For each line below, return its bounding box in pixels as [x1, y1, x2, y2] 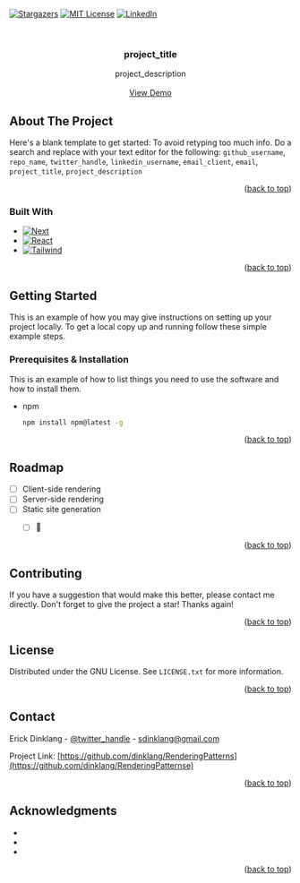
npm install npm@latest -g [21, 417, 124, 427]
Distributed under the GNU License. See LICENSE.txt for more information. [9, 666, 284, 677]
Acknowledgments [9, 803, 118, 819]
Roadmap [9, 459, 64, 475]
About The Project [9, 113, 114, 129]
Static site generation [21, 504, 101, 515]
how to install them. [9, 383, 82, 394]
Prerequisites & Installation [9, 354, 130, 366]
